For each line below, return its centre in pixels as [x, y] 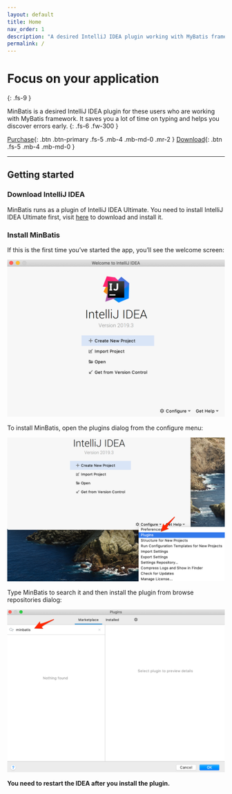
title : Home [24, 22]
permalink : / [26, 44]
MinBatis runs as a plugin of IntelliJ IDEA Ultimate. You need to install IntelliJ [115, 209]
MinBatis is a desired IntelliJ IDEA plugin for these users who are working [111, 111]
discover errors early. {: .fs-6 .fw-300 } [63, 126]
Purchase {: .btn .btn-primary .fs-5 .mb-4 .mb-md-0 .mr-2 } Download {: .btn [115, 140]
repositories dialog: [35, 599]
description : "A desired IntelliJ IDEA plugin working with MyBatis [108, 37]
